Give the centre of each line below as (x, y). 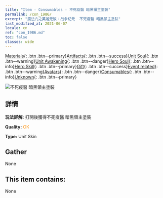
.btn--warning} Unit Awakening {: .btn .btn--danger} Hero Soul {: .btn (73, 61)
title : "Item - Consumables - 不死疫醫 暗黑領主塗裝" (58, 10)
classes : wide (20, 42)
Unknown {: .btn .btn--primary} (46, 77)
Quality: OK (17, 127)
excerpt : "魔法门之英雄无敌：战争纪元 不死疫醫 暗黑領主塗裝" (63, 19)
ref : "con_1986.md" (25, 33)
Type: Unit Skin (21, 136)
